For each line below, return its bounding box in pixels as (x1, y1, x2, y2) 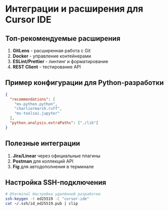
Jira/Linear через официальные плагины (12, 153, 100, 159)
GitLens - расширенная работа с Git (12, 48, 91, 53)
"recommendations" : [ (10, 97, 56, 102)
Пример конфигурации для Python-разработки (5, 78, 164, 87)
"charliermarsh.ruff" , (14, 106, 62, 111)
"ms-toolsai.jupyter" (14, 111, 60, 116)
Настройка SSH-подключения (5, 178, 106, 187)
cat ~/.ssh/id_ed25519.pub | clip (5, 201, 78, 206)
